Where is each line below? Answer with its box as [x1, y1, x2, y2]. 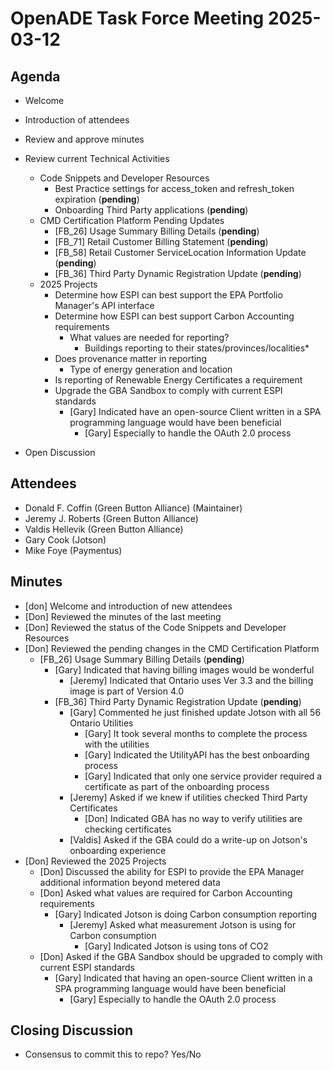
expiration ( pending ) [54, 193, 140, 205]
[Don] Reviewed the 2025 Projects [24, 855, 167, 867]
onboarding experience [69, 844, 167, 856]
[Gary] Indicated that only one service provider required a [84, 770, 323, 782]
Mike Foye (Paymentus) [24, 544, 123, 556]
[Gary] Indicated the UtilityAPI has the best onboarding [84, 748, 310, 761]
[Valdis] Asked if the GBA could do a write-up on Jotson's [69, 833, 308, 846]
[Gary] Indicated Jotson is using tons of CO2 [84, 940, 269, 952]
